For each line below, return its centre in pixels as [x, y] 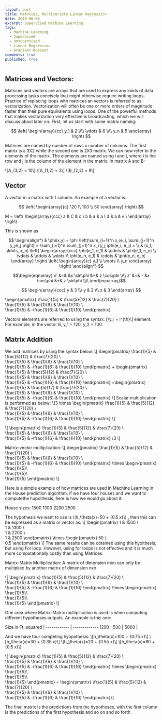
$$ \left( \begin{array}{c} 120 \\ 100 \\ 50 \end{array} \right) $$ [81, 206]
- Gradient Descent [29, 50]
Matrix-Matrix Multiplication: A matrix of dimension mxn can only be [73, 563]
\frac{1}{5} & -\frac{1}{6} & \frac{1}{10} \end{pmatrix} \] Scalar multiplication [81, 398]
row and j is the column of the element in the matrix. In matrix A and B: [75, 161]
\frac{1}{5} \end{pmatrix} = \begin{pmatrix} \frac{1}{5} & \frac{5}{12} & [76, 682]
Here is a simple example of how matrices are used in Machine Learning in [79, 488]
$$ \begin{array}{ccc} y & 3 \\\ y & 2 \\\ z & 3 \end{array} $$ [81, 290]
